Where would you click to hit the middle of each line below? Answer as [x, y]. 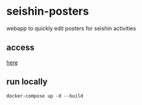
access [21, 48]
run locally [27, 82]
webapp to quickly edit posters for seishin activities [71, 28]
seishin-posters [48, 11]
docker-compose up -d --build [45, 96]
